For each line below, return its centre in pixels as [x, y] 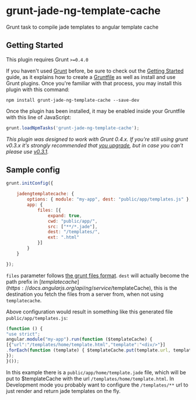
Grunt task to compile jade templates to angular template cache [82, 27]
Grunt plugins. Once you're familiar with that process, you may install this [94, 83]
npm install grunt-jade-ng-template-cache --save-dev [73, 100]
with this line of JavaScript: [39, 117]
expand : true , [65, 215]
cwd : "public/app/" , [73, 221]
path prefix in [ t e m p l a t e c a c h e [42, 281]
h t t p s [14, 288]
